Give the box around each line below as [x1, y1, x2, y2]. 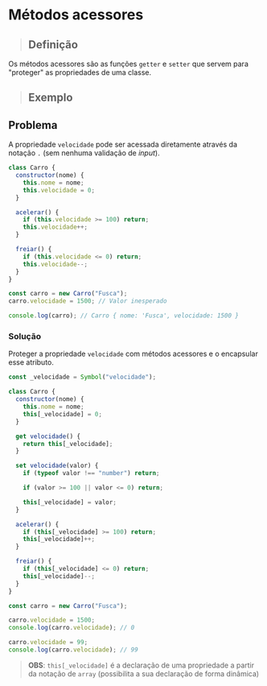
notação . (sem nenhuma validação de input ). [8, 148, 160, 158]
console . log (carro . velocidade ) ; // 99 [8, 646, 138, 654]
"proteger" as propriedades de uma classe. [8, 68, 152, 77]
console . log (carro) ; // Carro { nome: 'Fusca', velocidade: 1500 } [8, 312, 240, 320]
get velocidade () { [15, 432, 81, 440]
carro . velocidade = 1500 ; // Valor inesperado [8, 297, 167, 305]
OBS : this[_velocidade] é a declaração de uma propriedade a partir [27, 660, 255, 670]
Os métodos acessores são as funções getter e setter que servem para [8, 59, 249, 68]
